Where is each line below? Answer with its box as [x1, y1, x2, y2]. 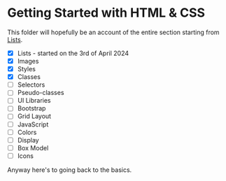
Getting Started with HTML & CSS [7, 5, 205, 21]
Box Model [17, 143, 49, 152]
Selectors [17, 80, 45, 89]
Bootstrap [17, 104, 46, 113]
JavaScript [17, 120, 49, 129]
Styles [17, 65, 36, 73]
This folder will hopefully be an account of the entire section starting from [7, 28, 220, 36]
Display [17, 136, 40, 144]
